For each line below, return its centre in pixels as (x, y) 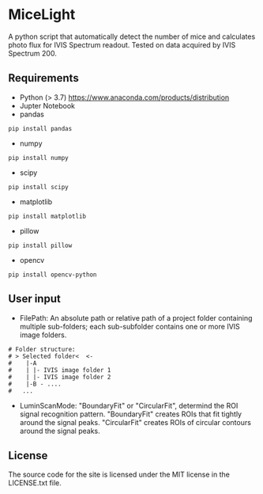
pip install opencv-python (53, 275)
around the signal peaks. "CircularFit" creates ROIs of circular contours (135, 422)
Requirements (43, 78)
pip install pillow (40, 245)
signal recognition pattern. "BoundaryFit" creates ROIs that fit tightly (131, 414)
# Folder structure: (42, 349)
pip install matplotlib (47, 216)
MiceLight (42, 15)
